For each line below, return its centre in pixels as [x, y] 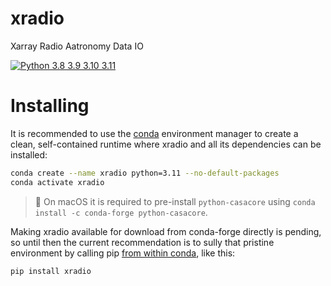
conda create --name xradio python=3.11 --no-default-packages [145, 173]
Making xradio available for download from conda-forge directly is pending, [166, 231]
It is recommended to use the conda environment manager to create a [154, 133]
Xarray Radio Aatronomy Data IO [77, 46]
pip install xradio [51, 271]
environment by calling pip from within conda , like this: [123, 253]
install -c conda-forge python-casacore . [121, 212]
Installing [50, 106]
